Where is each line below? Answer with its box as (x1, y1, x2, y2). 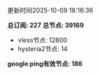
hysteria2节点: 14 (17, 45, 68, 53)
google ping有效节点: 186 (7, 60, 83, 68)
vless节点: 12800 (17, 36, 67, 44)
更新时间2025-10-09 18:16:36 (7, 6, 94, 14)
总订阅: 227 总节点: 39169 (7, 21, 84, 29)
